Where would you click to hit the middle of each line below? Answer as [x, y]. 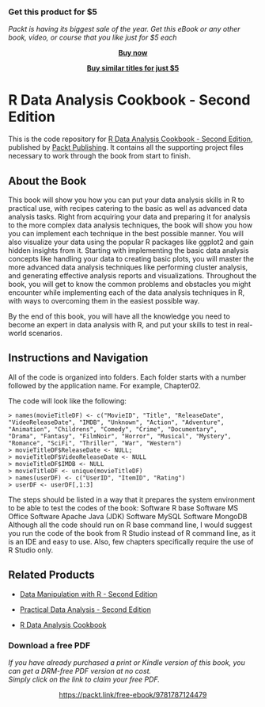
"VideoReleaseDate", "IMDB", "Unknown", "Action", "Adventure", [116, 422]
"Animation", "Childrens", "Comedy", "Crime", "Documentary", [113, 429]
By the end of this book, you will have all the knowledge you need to [119, 316]
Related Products [51, 575]
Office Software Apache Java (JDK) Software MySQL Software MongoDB [128, 516]
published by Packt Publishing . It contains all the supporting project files [126, 147]
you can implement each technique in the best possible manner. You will [126, 234]
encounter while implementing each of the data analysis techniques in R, [127, 292]
